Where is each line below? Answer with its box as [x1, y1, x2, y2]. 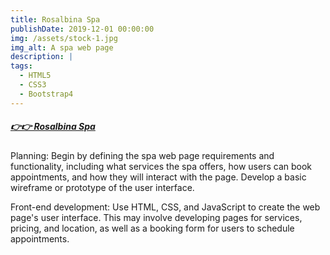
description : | [10, 52, 74, 62]
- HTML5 [19, 71, 52, 81]
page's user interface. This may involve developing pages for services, [10, 211, 303, 223]
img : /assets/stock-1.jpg [10, 33, 118, 43]
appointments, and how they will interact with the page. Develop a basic [10, 171, 307, 183]
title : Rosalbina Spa [10, 14, 101, 25]
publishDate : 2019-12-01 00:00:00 [10, 24, 155, 34]
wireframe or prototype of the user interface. [10, 181, 195, 193]
